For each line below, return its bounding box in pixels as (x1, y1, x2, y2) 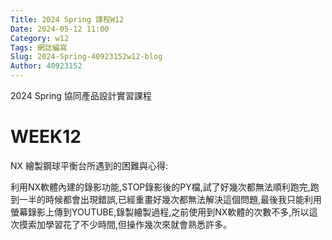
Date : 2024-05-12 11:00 (10, 24, 110, 34)
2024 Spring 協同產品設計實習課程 (10, 90, 152, 101)
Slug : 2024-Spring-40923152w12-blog (10, 52, 163, 62)
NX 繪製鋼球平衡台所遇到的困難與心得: (10, 159, 169, 171)
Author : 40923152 (10, 61, 83, 71)
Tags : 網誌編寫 (10, 42, 68, 53)
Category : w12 (10, 33, 70, 43)
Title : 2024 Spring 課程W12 (10, 14, 125, 25)
